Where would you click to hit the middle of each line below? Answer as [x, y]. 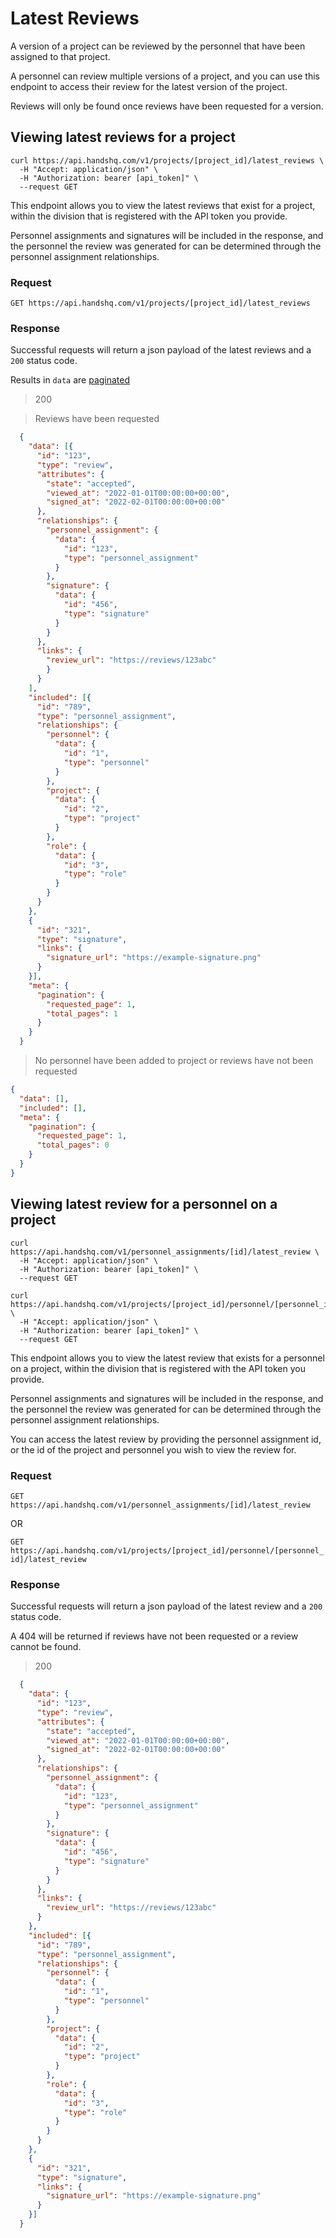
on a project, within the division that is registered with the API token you [158, 1368]
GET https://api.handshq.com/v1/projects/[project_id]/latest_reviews [160, 303]
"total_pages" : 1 [82, 1013]
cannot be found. [46, 1647]
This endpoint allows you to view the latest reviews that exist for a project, [163, 205]
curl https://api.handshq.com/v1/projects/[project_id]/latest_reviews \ [167, 160]
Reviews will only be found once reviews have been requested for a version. [167, 106]
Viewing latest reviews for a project [123, 137]
